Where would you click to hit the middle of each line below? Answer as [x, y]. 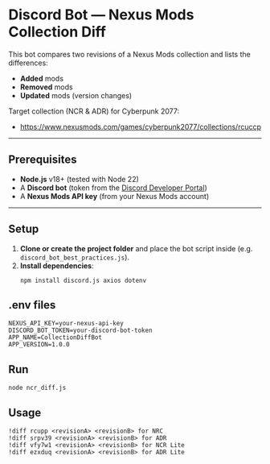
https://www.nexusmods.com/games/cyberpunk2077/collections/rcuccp [141, 126]
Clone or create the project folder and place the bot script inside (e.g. [136, 248]
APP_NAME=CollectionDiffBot [55, 338]
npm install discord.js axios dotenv [83, 280]
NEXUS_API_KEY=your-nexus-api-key [66, 324]
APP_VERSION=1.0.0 [39, 345]
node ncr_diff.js [37, 388]
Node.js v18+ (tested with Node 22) [79, 179]
